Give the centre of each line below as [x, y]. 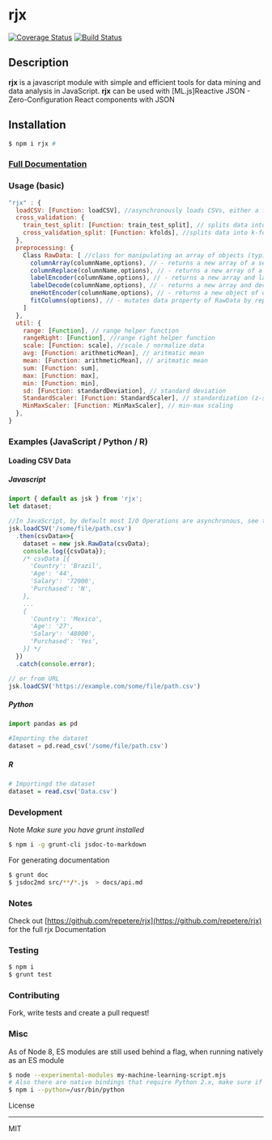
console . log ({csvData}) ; [65, 551]
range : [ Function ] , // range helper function [101, 331]
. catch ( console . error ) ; [55, 664]
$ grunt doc [28, 875]
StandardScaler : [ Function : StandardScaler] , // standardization [136, 398]
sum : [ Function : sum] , [61, 368]
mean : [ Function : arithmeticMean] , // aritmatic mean [115, 361]
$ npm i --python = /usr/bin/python [67, 1090]
